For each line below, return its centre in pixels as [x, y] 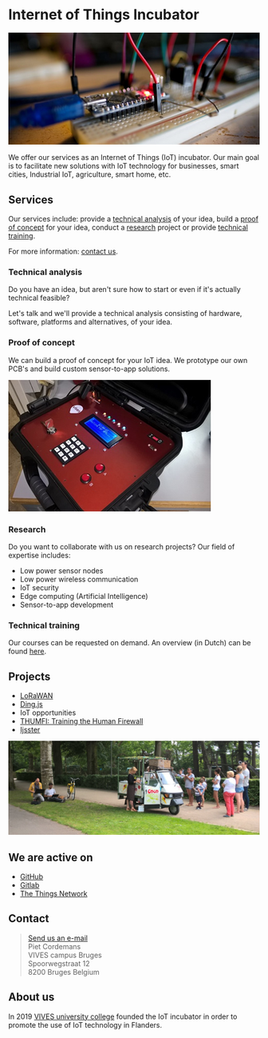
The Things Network [53, 893]
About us [32, 997]
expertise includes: [39, 555]
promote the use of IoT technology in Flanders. [85, 1024]
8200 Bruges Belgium [63, 972]
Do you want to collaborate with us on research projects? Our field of [122, 547]
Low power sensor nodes [61, 571]
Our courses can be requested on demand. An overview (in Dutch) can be [130, 643]
